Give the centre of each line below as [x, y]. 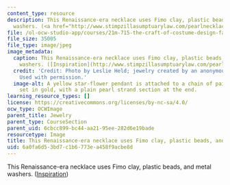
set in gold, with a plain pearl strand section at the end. [108, 90]
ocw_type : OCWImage [35, 109]
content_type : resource [41, 13]
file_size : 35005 [32, 39]
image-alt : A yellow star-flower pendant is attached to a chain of [113, 84]
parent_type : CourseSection [47, 122]
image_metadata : [30, 52]
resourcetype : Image [37, 134]
